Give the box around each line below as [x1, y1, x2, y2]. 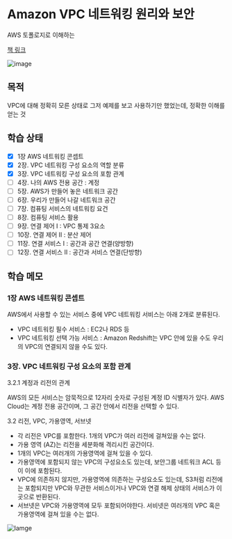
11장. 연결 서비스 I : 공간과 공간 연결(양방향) [17, 240, 134, 248]
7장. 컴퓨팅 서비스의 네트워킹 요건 [17, 204, 108, 212]
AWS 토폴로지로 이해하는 [7, 31, 75, 39]
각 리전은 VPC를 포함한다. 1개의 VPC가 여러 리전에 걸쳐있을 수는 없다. [17, 432, 206, 440]
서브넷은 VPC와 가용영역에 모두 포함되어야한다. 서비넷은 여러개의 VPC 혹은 [17, 501, 221, 510]
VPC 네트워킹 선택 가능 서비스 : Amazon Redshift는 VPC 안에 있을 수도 [17, 334, 211, 342]
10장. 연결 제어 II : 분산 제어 [17, 231, 92, 239]
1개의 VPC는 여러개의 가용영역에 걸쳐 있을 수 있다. [17, 449, 153, 458]
